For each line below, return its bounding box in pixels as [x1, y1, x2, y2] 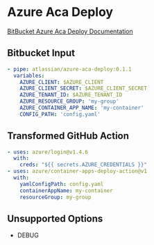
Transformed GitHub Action [7, 130, 130, 142]
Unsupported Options [7, 212, 103, 224]
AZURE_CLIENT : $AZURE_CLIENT [19, 78, 104, 85]
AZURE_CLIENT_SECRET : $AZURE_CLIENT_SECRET [19, 85, 148, 92]
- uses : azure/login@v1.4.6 [7, 149, 89, 155]
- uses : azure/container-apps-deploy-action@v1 [7, 168, 148, 175]
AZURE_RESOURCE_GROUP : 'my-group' [19, 98, 119, 105]
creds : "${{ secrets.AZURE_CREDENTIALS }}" [19, 161, 148, 169]
